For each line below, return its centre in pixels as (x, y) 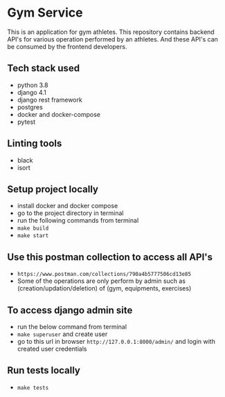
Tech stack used (44, 68)
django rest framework (50, 100)
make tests (33, 388)
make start (33, 236)
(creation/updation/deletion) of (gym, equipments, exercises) (104, 288)
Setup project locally (53, 189)
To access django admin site (70, 310)
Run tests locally (44, 370)
